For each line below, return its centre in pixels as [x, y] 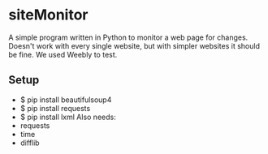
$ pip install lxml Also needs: [68, 117]
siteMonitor [48, 15]
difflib [30, 143]
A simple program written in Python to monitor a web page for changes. [128, 37]
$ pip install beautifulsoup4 [66, 100]
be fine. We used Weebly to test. [63, 54]
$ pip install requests [55, 108]
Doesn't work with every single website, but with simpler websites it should [134, 45]
